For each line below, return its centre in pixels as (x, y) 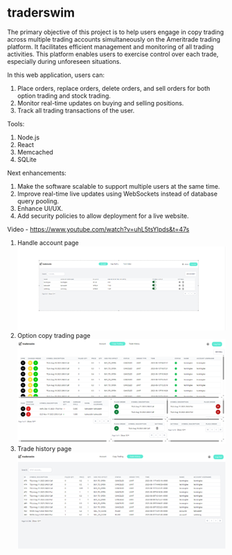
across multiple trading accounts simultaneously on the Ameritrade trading (114, 39)
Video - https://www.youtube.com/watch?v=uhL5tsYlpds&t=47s (98, 229)
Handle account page (48, 242)
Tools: (16, 123)
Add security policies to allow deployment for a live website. (103, 216)
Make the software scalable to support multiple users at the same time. (118, 186)
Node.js (28, 137)
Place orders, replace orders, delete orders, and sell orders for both (114, 88)
